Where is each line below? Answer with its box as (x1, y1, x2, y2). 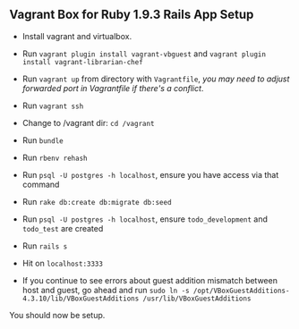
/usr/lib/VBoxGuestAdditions (142, 294, 252, 303)
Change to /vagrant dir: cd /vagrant (21, 117, 155, 128)
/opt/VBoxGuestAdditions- (192, 286, 290, 295)
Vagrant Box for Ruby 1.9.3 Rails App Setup (9, 7, 254, 22)
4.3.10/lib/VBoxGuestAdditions (21, 294, 140, 303)
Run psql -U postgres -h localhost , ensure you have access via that (21, 169, 279, 180)
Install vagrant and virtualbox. (21, 30, 132, 41)
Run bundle (21, 134, 64, 146)
